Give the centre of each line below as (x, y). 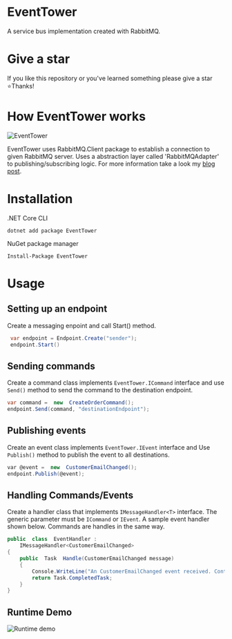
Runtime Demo (40, 612)
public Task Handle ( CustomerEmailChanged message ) (97, 559)
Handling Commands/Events (70, 496)
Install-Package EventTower (48, 256)
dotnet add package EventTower (52, 231)
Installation (40, 199)
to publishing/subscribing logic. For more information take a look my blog (111, 164)
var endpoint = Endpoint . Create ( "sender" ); (74, 338)
